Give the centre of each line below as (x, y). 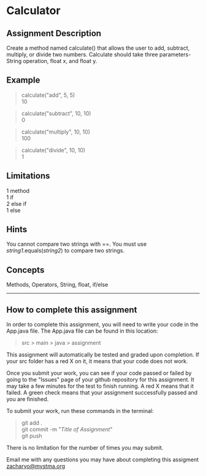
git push (32, 436)
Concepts (25, 270)
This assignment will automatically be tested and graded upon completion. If (103, 355)
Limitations (28, 176)
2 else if (17, 203)
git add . (32, 423)
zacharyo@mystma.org (36, 466)
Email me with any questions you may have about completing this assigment (103, 459)
